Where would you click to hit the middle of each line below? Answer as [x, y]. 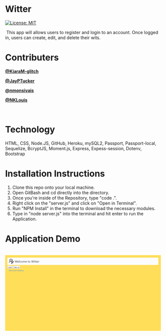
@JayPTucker [20, 81]
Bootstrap [15, 154]
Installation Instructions [55, 173]
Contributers [32, 58]
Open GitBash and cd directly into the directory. [61, 192]
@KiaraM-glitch [22, 71]
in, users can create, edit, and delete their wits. [53, 38]
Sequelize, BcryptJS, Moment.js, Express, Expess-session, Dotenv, [73, 148]
